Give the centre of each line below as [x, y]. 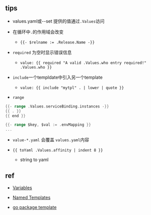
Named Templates [31, 197]
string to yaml [34, 160]
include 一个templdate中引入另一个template [58, 77]
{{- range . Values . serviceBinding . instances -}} [57, 106]
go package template [34, 207]
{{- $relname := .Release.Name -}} [57, 42]
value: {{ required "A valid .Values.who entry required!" [83, 63]
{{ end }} [16, 116]
